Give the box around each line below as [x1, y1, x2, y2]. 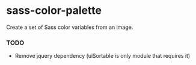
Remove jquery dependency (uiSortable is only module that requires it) [14, 52, 191, 60]
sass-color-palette [6, 4, 102, 17]
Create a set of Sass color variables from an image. [6, 23, 133, 31]
